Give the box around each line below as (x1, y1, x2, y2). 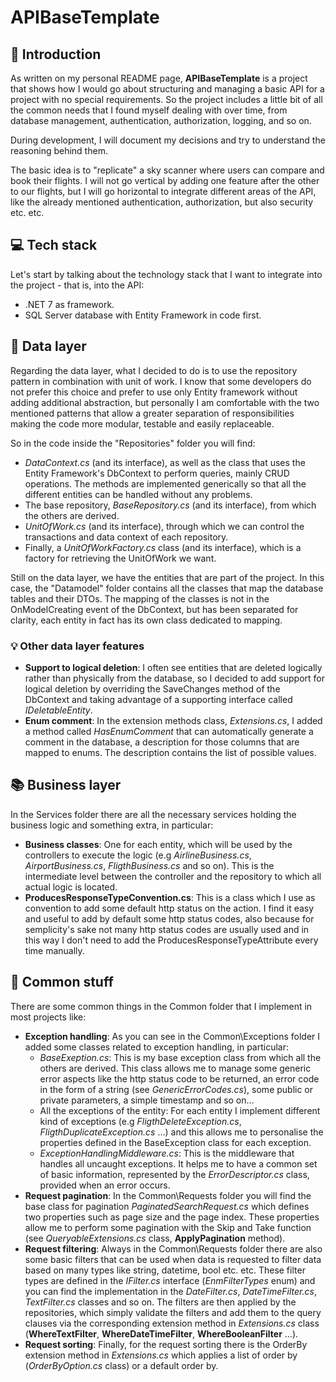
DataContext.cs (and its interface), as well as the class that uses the (24, 456, 306, 468)
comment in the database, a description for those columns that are (24, 736, 300, 748)
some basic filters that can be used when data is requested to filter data (24, 1253, 322, 1265)
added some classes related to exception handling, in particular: (24, 1041, 290, 1053)
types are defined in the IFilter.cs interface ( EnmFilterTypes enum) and (24, 1274, 316, 1286)
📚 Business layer (10, 777, 122, 794)
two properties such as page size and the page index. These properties (24, 1211, 320, 1223)
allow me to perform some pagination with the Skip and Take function (24, 1221, 312, 1233)
